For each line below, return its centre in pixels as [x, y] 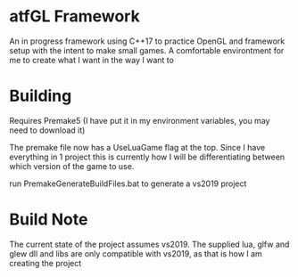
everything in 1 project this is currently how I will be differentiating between [147, 157]
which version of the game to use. [72, 166]
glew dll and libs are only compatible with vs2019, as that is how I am [136, 253]
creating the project [46, 263]
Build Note [49, 220]
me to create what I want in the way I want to [91, 60]
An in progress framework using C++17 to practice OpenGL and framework [147, 41]
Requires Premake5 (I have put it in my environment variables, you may [140, 120]
